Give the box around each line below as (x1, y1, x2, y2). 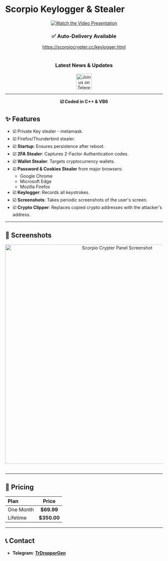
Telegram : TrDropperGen (12, 550, 66, 556)
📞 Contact (5, 536, 35, 545)
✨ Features (5, 114, 40, 123)
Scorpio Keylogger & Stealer (5, 4, 125, 15)
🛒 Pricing (5, 483, 34, 491)
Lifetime (7, 514, 27, 521)
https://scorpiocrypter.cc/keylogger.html (42, 44, 126, 50)
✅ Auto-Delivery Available (51, 33, 116, 40)
